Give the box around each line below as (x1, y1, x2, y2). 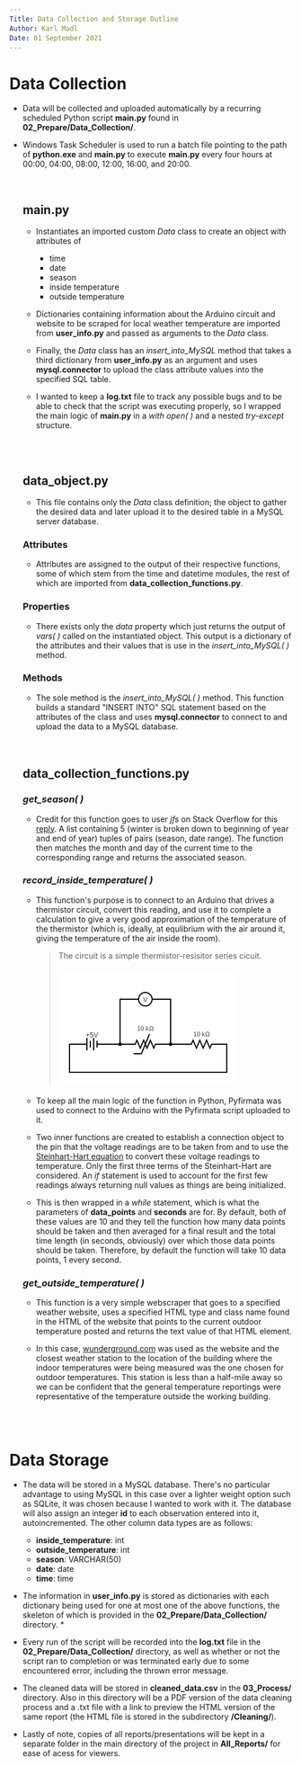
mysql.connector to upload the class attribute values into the (35, 364, 264, 375)
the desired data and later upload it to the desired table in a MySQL (35, 506, 285, 517)
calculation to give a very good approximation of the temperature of (35, 914, 287, 924)
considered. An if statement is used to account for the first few (35, 1170, 269, 1182)
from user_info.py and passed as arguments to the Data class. (35, 328, 270, 339)
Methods (22, 672, 63, 684)
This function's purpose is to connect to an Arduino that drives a (35, 895, 275, 905)
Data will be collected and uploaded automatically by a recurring (22, 103, 261, 114)
